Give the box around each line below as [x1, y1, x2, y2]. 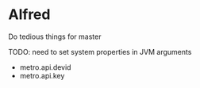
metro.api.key [19, 71, 65, 80]
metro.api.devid [19, 62, 71, 72]
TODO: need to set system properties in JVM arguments [8, 47, 192, 56]
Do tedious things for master [8, 32, 102, 41]
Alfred [8, 6, 51, 24]
